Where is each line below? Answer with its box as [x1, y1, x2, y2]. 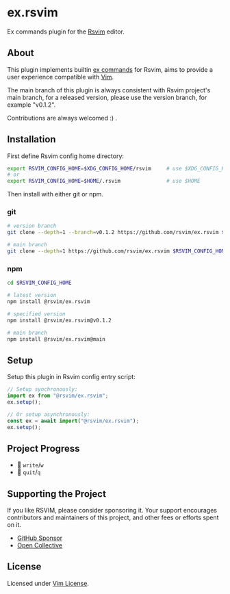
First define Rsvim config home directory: [7, 152, 125, 160]
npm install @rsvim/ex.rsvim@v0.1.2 [7, 317, 112, 324]
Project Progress [7, 443, 80, 454]
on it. [7, 521, 22, 529]
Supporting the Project [7, 488, 106, 500]
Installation [7, 133, 56, 145]
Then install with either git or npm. [7, 190, 104, 198]
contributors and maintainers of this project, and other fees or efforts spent [7, 513, 219, 521]
